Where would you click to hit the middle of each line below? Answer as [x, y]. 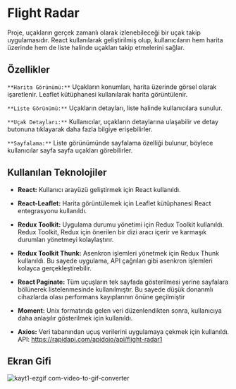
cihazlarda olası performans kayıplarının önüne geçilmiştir [101, 297]
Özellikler [29, 70]
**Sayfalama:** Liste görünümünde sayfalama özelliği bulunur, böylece [110, 143]
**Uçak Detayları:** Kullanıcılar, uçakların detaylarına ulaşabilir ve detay [113, 121]
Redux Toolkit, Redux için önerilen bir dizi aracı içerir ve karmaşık [112, 232]
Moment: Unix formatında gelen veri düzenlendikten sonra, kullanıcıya [119, 310]
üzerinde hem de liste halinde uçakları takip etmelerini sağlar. [96, 47]
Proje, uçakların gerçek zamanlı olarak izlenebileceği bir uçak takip [104, 32]
